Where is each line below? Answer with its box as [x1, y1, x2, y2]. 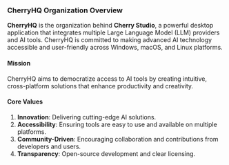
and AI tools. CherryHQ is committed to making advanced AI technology [7, 36, 212, 44]
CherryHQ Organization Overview [7, 6, 123, 15]
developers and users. [17, 142, 81, 151]
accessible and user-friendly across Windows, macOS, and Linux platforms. [7, 43, 223, 52]
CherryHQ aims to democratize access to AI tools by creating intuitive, [7, 75, 207, 83]
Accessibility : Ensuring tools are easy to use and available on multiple [17, 120, 217, 128]
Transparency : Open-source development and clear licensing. [17, 149, 195, 157]
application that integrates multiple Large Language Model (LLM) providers [7, 28, 220, 37]
